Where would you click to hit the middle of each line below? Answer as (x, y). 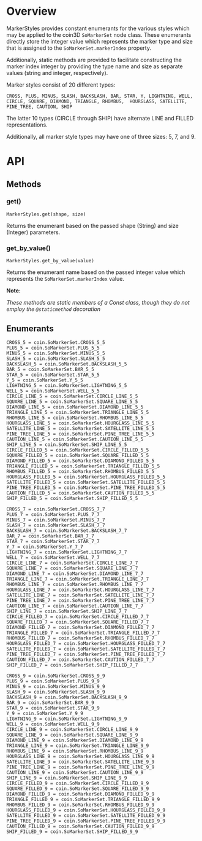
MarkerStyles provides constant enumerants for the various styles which (98, 28)
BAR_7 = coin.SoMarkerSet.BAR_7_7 (50, 536)
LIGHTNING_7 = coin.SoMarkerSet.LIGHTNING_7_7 (67, 552)
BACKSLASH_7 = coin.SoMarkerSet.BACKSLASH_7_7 (67, 530)
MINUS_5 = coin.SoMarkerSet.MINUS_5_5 (56, 353)
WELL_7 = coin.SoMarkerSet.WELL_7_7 (53, 557)
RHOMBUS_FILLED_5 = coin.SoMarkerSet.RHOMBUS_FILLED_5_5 (80, 471)
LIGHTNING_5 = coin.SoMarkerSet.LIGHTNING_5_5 (67, 385)
